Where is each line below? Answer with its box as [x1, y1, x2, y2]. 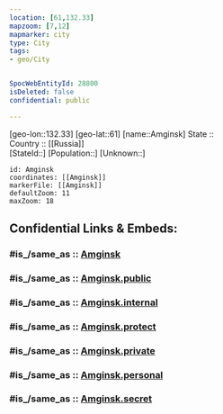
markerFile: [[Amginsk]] [9, 181, 103, 190]
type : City [9, 38, 50, 48]
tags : [9, 47, 30, 56]
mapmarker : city [9, 30, 70, 39]
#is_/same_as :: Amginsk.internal [9, 296, 159, 309]
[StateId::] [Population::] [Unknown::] [9, 148, 146, 158]
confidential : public [9, 95, 91, 104]
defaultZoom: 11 [9, 188, 70, 198]
